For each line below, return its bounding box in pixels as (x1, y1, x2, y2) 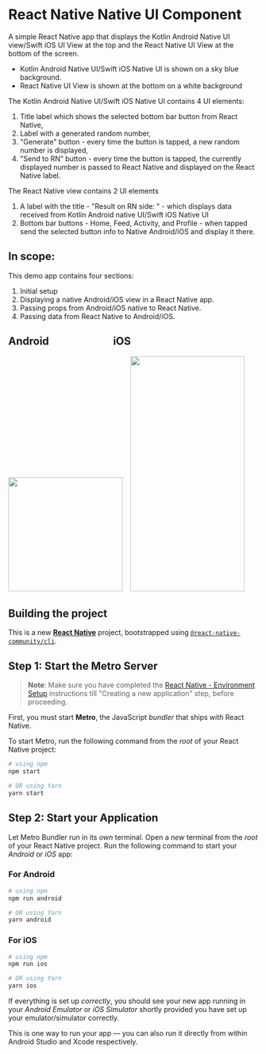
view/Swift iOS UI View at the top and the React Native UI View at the (8, 40, 234, 49)
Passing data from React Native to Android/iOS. (19, 311, 175, 321)
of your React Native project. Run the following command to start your (8, 841, 237, 850)
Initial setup (19, 286, 58, 295)
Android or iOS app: (8, 849, 73, 859)
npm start (8, 767, 41, 775)
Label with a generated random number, (19, 129, 152, 138)
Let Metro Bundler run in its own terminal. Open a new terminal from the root (8, 832, 258, 842)
